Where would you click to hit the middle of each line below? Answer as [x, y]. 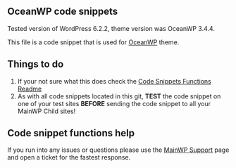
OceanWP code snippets [63, 12]
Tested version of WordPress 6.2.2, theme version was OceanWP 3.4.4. [111, 28]
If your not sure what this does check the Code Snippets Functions [114, 81]
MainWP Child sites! [46, 111]
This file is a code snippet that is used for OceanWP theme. [93, 42]
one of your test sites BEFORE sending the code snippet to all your [114, 103]
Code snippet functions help [71, 133]
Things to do [36, 64]
